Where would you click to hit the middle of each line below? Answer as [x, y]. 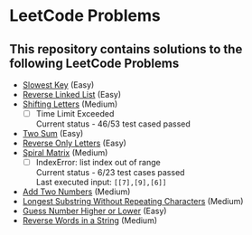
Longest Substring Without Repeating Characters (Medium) [133, 202]
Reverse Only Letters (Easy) [74, 143]
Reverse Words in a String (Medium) [90, 221]
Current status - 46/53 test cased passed [113, 124]
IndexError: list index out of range [98, 163]
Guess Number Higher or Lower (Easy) [94, 211]
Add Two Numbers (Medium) [76, 192]
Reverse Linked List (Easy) [72, 94]
